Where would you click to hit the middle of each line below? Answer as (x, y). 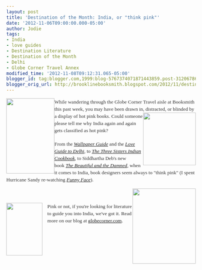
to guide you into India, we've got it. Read (90, 213)
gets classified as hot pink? (81, 130)
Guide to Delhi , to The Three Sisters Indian (98, 151)
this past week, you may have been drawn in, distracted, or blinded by (124, 109)
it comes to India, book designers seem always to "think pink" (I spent (125, 173)
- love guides (24, 46)
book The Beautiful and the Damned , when (98, 165)
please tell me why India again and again (95, 123)
